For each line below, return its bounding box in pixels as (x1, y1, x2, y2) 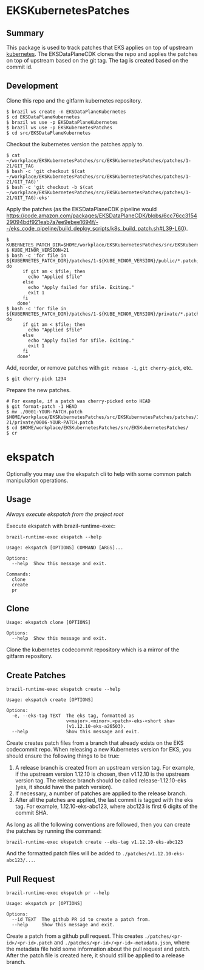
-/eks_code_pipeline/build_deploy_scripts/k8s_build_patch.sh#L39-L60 (6, 225, 185, 232)
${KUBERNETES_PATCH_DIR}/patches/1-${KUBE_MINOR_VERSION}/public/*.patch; (6, 257, 200, 264)
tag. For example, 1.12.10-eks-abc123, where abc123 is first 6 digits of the (15, 802, 198, 810)
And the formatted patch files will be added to (6, 850, 121, 857)
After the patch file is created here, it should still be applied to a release (6, 952, 185, 959)
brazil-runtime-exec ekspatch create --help (6, 687, 121, 693)
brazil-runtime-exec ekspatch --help (6, 534, 102, 540)
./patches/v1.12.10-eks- (122, 851, 185, 857)
